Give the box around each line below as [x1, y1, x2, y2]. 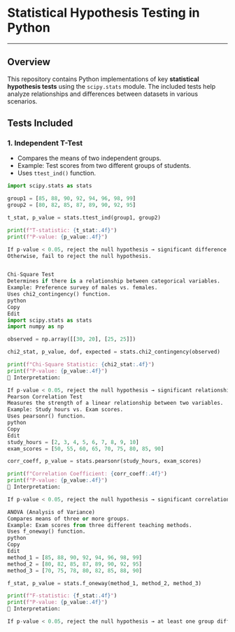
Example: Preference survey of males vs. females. [7, 285, 158, 292]
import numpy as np [7, 323, 64, 330]
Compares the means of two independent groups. [17, 154, 162, 162]
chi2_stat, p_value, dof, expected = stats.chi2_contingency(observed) [7, 348, 220, 356]
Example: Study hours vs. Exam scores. [7, 406, 124, 413]
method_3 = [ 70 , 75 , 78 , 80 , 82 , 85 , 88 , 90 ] [7, 567, 143, 574]
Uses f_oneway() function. [7, 528, 86, 536]
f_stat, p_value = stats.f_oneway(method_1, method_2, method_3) [7, 580, 201, 587]
